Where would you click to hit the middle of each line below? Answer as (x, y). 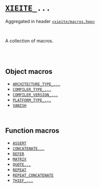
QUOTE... (22, 164)
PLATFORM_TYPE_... (32, 100)
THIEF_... (23, 180)
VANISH (19, 106)
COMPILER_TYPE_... (32, 89)
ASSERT (19, 143)
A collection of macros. (29, 41)
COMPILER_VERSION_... (35, 95)
